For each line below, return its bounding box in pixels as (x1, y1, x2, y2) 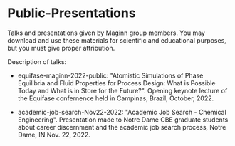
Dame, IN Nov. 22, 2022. (17, 130, 90, 139)
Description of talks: (7, 57, 67, 66)
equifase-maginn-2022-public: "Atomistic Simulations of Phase (17, 71, 204, 80)
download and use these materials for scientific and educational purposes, (7, 36, 226, 44)
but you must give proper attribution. (7, 43, 115, 52)
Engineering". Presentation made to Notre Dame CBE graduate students (17, 115, 229, 124)
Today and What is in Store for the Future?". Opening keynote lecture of (17, 86, 228, 95)
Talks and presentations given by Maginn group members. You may (7, 28, 205, 37)
